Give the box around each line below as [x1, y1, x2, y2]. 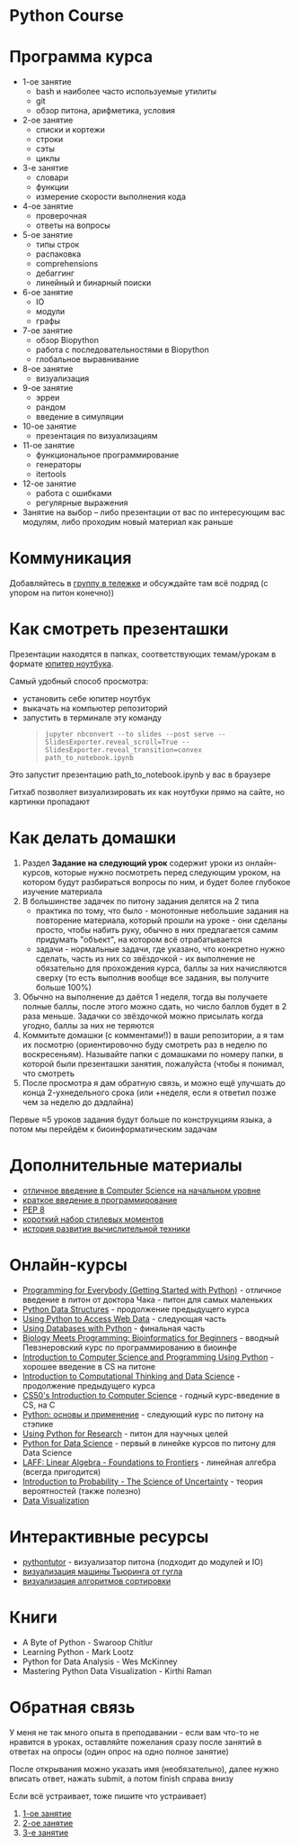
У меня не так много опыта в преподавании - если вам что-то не [9, 1726, 259, 1738]
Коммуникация [9, 548, 132, 568]
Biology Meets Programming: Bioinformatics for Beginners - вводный [22, 1332, 280, 1343]
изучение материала [22, 886, 103, 897]
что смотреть [22, 1068, 75, 1079]
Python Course [9, 5, 124, 26]
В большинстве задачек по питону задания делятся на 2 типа [22, 895, 259, 906]
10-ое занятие [22, 421, 77, 432]
